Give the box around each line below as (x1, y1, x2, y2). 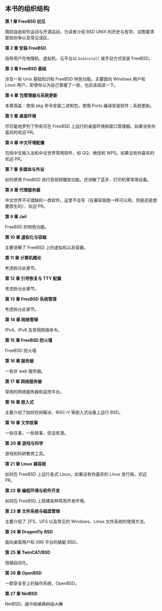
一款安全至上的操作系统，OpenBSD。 (5, 580, 80, 586)
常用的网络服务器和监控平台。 (5, 388, 64, 394)
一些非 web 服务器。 (5, 368, 46, 374)
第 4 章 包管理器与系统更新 (5, 92, 58, 98)
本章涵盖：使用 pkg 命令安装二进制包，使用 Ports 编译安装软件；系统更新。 (5, 102, 154, 108)
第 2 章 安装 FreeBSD (5, 45, 47, 51)
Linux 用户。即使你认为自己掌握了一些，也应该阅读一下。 (5, 82, 119, 88)
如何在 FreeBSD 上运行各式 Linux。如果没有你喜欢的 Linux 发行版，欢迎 (5, 471, 147, 477)
